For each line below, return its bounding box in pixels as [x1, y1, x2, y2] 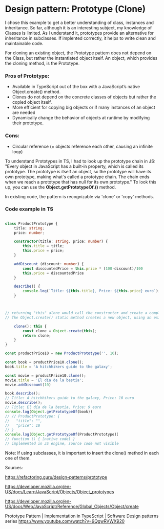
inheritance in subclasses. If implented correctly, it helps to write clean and [5, 35, 156, 41]
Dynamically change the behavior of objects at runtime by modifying [12, 115, 150, 121]
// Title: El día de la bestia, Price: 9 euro [5, 405, 102, 410]
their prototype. [12, 120, 44, 126]
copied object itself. [12, 99, 52, 105]
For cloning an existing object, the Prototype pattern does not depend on [5, 50, 152, 56]
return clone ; [22, 333, 51, 338]
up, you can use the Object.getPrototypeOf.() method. [5, 184, 116, 190]
